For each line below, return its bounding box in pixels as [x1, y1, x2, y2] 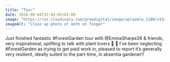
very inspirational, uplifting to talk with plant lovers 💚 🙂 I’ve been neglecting [5, 41, 162, 47]
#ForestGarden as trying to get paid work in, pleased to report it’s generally [5, 46, 162, 52]
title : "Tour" [5, 7, 35, 13]
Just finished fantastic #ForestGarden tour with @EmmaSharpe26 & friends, [5, 35, 164, 41]
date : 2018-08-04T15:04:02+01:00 [5, 12, 76, 17]
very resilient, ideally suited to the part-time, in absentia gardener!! [5, 51, 144, 57]
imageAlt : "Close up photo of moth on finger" [5, 21, 105, 27]
